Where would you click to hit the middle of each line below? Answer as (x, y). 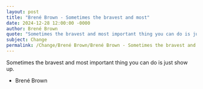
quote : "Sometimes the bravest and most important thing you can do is (98, 34)
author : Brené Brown (32, 29)
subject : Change (27, 40)
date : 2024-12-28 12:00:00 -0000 (48, 23)
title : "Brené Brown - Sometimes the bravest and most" (78, 17)
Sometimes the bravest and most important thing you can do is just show (97, 62)
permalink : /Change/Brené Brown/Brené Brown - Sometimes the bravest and (101, 46)
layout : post (23, 12)
